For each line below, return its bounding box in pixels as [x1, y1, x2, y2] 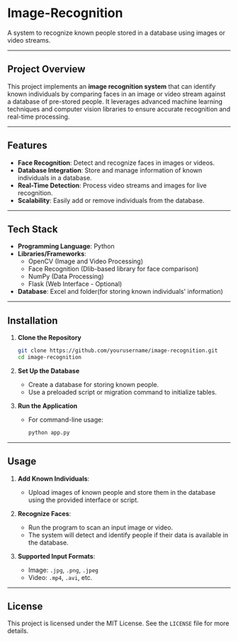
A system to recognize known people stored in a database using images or [7, 28, 225, 37]
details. [7, 627, 29, 635]
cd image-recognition [17, 354, 81, 361]
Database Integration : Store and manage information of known [17, 165, 203, 175]
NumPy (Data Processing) [28, 272, 104, 281]
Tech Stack [7, 223, 58, 235]
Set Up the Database [17, 366, 80, 375]
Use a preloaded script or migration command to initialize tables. [28, 388, 217, 396]
